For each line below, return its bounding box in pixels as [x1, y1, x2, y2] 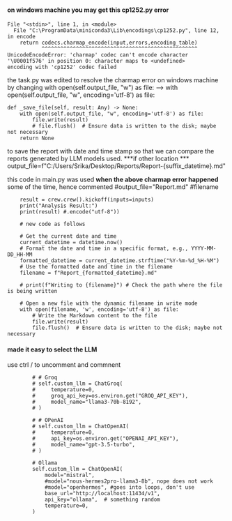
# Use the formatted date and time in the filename [20, 264, 173, 271]
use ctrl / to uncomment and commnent [7, 361, 121, 369]
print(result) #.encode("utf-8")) [20, 209, 120, 216]
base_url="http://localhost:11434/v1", [44, 490, 160, 497]
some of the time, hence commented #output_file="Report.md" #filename [7, 183, 219, 191]
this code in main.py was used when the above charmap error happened [7, 175, 219, 184]
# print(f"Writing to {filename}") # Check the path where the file [20, 282, 223, 289]
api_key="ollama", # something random [44, 496, 160, 504]
